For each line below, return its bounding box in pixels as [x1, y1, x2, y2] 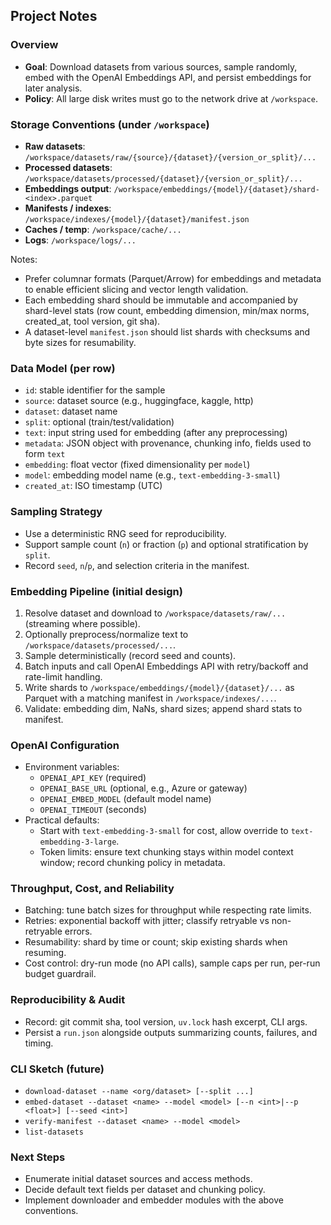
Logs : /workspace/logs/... [24, 234, 137, 246]
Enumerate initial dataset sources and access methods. [24, 1173, 253, 1185]
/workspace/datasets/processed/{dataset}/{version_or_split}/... [24, 174, 303, 184]
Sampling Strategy [10, 505, 103, 519]
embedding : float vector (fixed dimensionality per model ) [24, 459, 251, 471]
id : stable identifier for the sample [24, 384, 166, 396]
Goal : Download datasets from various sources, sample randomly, [24, 60, 298, 73]
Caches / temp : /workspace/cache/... [24, 223, 182, 235]
